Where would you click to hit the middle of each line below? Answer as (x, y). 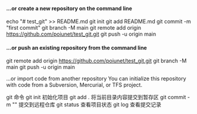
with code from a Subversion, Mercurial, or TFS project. (74, 85)
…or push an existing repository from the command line (76, 47)
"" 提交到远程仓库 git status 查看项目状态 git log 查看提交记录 (87, 104)
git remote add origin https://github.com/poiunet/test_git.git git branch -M (96, 61)
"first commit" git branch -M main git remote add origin (74, 28)
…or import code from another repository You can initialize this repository (96, 79)
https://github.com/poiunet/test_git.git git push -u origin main (81, 34)
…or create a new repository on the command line (69, 8)
